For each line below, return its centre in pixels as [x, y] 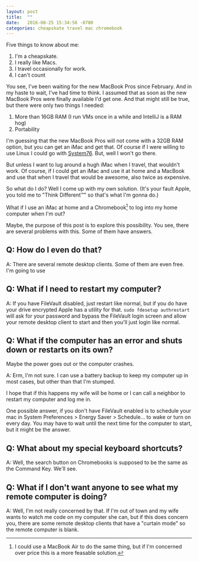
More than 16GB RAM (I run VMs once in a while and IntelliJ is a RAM [98, 117]
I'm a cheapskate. [36, 56]
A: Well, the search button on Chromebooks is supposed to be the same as [97, 463]
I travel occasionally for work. [50, 69]
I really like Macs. [36, 63]
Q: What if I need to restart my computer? [84, 289]
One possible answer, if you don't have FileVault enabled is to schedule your [99, 411]
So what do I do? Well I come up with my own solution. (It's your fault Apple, [98, 189]
